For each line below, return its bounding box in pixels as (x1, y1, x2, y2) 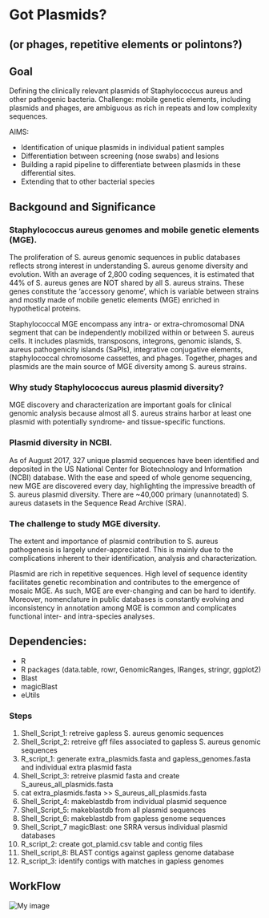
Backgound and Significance (9, 200, 156, 213)
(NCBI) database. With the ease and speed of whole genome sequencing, (9, 472, 252, 482)
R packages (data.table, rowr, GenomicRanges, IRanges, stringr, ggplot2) (20, 664, 262, 674)
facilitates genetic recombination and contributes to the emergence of (9, 577, 240, 587)
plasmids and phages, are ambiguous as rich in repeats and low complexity (9, 103, 258, 113)
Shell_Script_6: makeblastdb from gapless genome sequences (20, 814, 227, 823)
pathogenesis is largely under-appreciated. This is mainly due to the (9, 544, 234, 554)
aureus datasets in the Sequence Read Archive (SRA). (9, 498, 187, 507)
